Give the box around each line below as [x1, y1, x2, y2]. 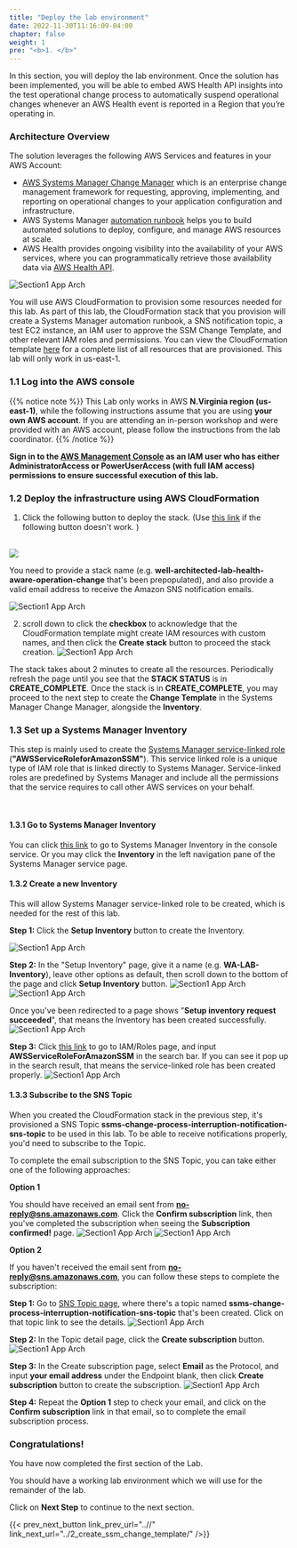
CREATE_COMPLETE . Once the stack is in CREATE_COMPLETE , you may [9, 683, 278, 694]
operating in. [9, 108, 56, 119]
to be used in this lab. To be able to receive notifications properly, [47, 1128, 288, 1139]
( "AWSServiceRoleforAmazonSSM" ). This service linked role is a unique [9, 753, 278, 765]
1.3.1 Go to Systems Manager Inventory [9, 819, 157, 830]
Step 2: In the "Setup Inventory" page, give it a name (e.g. [9, 959, 222, 970]
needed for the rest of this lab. [9, 908, 121, 918]
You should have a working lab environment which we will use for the [9, 1475, 263, 1486]
